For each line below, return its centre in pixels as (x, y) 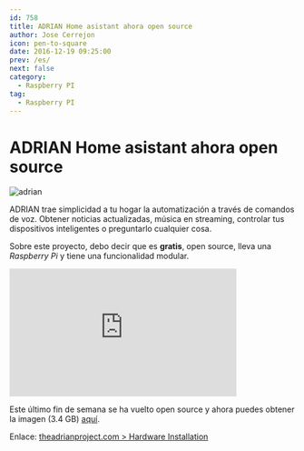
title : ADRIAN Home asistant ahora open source (101, 26)
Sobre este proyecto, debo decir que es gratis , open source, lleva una (141, 246)
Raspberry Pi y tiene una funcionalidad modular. (99, 256)
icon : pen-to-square (49, 43)
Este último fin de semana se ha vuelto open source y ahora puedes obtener (152, 409)
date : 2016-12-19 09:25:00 (60, 52)
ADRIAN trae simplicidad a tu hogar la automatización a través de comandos (152, 209)
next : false (32, 69)
